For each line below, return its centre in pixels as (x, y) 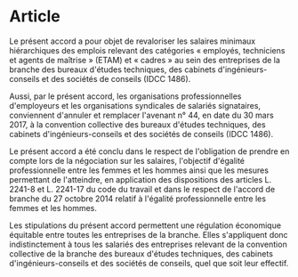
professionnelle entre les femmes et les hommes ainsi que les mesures (139, 170)
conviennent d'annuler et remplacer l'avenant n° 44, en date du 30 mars (141, 115)
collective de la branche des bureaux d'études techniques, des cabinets (141, 253)
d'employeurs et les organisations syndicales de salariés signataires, (135, 105)
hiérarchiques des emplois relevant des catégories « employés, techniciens (147, 50)
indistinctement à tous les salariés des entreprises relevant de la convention (148, 244)
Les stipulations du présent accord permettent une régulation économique (145, 225)
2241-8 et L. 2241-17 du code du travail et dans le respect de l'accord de (142, 189)
